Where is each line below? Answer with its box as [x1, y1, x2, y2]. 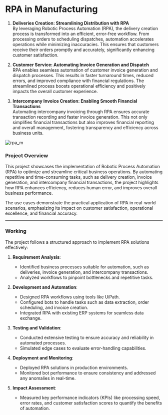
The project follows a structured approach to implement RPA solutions [5, 239, 149, 245]
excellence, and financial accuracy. [5, 210, 78, 216]
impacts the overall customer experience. [12, 88, 98, 94]
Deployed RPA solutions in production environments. [19, 364, 128, 370]
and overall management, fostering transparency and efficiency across [12, 124, 158, 131]
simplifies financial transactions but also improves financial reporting [12, 119, 154, 125]
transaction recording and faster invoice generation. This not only [12, 114, 147, 120]
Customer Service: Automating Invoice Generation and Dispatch [12, 62, 149, 68]
